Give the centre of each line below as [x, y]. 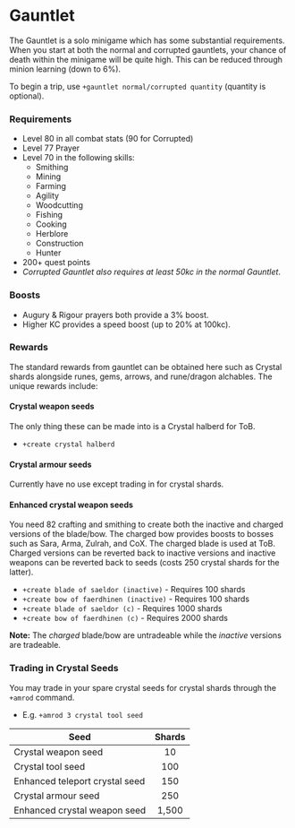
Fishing [49, 215]
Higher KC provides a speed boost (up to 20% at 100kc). [126, 324]
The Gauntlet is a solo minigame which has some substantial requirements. [147, 40]
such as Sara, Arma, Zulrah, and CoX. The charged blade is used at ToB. [142, 544]
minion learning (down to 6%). [65, 69]
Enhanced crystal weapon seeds [72, 505]
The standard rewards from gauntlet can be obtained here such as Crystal [146, 367]
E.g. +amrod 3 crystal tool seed [82, 714]
